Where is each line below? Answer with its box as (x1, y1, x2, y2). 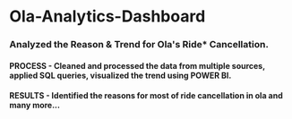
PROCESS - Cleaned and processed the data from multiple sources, (9, 60, 266, 71)
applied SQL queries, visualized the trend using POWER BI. (9, 70, 232, 81)
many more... (9, 100, 61, 111)
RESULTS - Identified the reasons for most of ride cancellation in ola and (9, 90, 284, 101)
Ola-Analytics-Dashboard (9, 6, 206, 27)
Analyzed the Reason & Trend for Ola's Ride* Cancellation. (9, 38, 269, 51)
